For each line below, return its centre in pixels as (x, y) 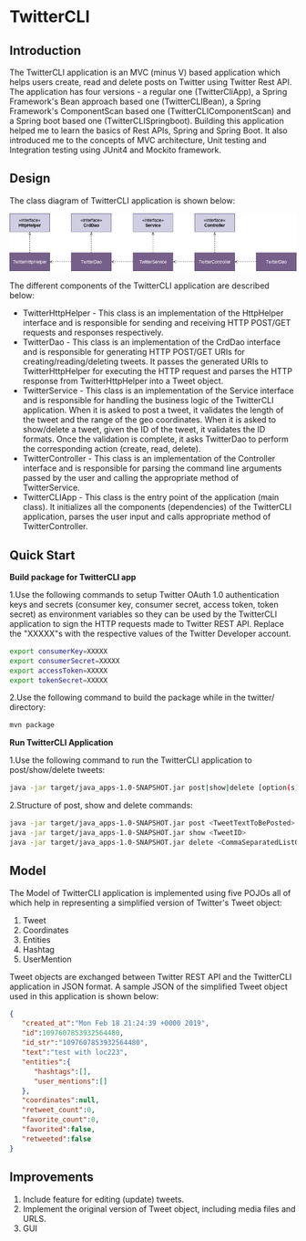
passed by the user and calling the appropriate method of (131, 478)
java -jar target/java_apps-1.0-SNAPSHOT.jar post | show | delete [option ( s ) (154, 788)
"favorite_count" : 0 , (61, 1120)
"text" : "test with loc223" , (75, 1053)
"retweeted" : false (56, 1139)
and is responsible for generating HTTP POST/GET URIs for (134, 352)
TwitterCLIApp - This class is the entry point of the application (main (151, 497)
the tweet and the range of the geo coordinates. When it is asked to (149, 420)
